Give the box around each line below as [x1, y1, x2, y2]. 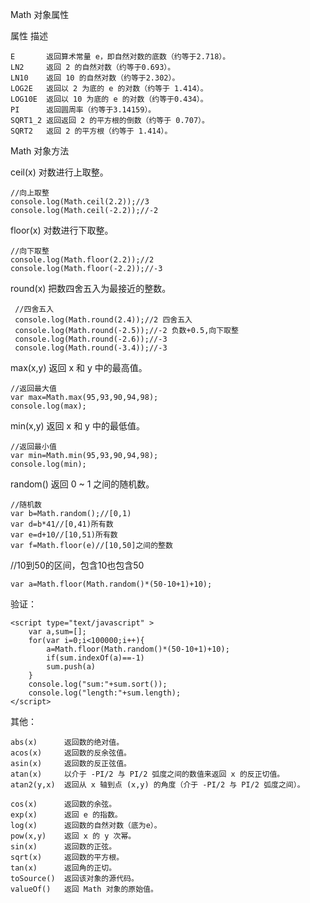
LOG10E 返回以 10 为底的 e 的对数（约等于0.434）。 [10, 94, 208, 104]
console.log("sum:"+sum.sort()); [28, 679, 168, 689]
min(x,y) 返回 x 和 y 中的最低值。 [10, 420, 145, 432]
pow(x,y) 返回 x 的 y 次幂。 [10, 831, 137, 841]
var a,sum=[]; [28, 627, 87, 637]
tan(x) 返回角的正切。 [10, 863, 117, 873]
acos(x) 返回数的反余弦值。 [10, 748, 132, 758]
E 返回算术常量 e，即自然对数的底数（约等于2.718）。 [10, 52, 231, 62]
